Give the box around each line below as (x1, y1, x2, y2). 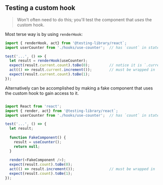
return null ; (14, 144, 40, 149)
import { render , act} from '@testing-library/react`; (5, 108, 118, 113)
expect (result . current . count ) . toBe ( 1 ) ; (9, 72, 90, 77)
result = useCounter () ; (14, 139, 62, 144)
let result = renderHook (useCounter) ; (9, 58, 88, 63)
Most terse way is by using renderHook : (5, 31, 83, 37)
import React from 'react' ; (5, 104, 62, 108)
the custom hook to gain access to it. (5, 90, 79, 96)
